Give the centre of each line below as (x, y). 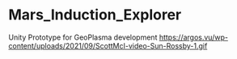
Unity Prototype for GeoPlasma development (83, 37)
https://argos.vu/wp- (194, 37)
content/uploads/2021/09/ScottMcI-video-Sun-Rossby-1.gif (108, 45)
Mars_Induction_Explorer (95, 15)
